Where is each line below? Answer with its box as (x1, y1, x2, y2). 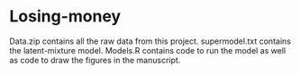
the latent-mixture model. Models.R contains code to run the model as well (9, 45, 286, 55)
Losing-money (9, 6, 122, 27)
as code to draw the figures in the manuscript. (9, 54, 181, 65)
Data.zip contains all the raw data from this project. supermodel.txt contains (9, 36, 291, 46)
